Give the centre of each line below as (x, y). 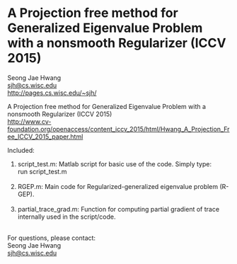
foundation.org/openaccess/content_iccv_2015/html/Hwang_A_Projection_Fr (118, 129)
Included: (21, 150)
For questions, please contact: (52, 238)
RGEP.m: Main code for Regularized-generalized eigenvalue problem (118, 186)
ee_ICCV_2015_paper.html (45, 137)
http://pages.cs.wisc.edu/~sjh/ (52, 93)
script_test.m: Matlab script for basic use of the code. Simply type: (115, 163)
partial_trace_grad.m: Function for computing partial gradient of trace (118, 209)
